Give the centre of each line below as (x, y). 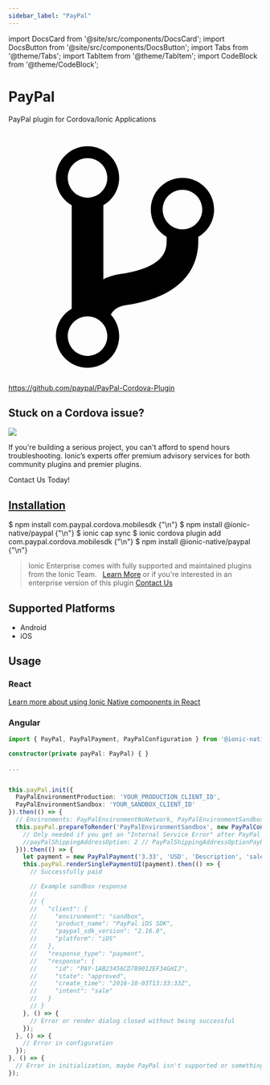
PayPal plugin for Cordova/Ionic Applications (82, 119)
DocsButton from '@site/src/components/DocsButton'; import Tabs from (129, 47)
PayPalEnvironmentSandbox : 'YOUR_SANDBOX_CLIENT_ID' (106, 805)
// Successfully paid (66, 872)
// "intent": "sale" (71, 991)
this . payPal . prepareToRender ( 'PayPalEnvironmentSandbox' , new (122, 827)
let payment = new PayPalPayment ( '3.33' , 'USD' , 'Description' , (133, 857)
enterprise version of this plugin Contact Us (100, 583)
